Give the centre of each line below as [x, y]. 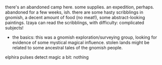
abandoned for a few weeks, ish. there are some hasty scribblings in [74, 12]
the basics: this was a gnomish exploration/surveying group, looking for [84, 37]
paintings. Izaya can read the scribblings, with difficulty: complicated [75, 22]
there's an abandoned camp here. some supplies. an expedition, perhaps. [80, 7]
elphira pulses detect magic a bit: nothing [47, 57]
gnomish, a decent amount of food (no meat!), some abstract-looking [75, 17]
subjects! [14, 28]
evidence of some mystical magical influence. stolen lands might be [81, 43]
